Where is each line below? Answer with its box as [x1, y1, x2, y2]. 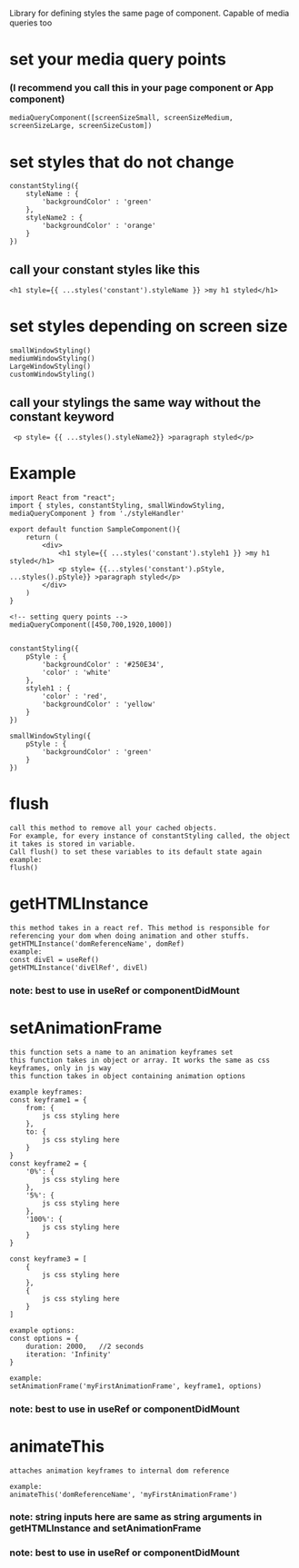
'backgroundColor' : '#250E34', [42, 660, 165, 669]
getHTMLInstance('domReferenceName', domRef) [9, 939, 184, 948]
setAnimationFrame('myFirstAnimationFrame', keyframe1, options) [9, 1381, 262, 1391]
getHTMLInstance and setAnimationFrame [9, 1522, 202, 1534]
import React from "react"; [9, 492, 116, 502]
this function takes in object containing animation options [9, 1071, 246, 1080]
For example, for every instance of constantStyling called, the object [9, 831, 291, 840]
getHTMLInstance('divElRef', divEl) [9, 963, 148, 972]
